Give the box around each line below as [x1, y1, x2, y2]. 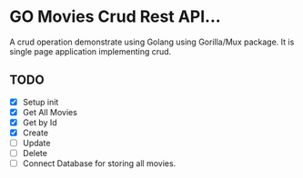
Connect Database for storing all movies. [22, 158, 177, 169]
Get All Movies [22, 106, 77, 117]
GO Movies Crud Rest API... [9, 6, 221, 27]
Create [22, 127, 48, 138]
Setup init [22, 96, 59, 107]
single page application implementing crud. [9, 45, 172, 56]
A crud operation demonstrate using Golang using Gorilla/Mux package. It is [9, 36, 295, 47]
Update [22, 138, 51, 148]
